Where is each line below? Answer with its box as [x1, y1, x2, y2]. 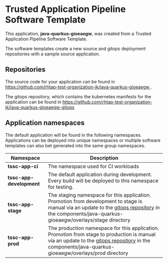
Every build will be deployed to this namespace [47, 177, 158, 184]
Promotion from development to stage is [47, 198, 142, 205]
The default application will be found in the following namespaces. [5, 132, 142, 138]
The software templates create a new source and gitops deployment [5, 45, 146, 51]
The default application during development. [47, 171, 152, 178]
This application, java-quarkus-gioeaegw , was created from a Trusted [5, 30, 151, 36]
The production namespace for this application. [47, 225, 159, 232]
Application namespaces [5, 119, 85, 127]
